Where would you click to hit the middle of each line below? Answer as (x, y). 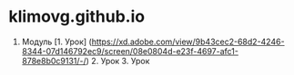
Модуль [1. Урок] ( (56, 42)
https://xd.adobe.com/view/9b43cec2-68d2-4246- (188, 42)
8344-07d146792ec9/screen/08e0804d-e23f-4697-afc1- (130, 51)
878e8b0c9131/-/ (54, 61)
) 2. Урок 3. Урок (118, 61)
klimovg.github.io (77, 17)
